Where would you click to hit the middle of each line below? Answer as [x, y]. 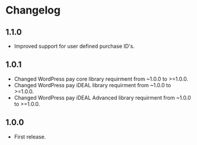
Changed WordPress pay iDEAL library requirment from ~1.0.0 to [93, 85]
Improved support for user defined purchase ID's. [74, 46]
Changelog [33, 10]
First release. [30, 137]
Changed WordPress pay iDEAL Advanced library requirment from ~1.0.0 [102, 97]
